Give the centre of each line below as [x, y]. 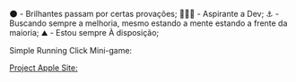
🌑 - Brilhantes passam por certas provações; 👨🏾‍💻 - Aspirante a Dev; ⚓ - [144, 14]
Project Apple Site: [44, 68]
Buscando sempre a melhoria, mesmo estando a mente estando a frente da [148, 23]
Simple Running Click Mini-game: [71, 50]
